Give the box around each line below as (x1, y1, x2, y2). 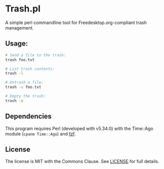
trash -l (5, 71, 24, 76)
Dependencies (5, 112, 52, 120)
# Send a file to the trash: (5, 52, 66, 57)
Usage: (5, 39, 29, 48)
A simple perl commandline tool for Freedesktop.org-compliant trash (5, 19, 147, 25)
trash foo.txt (5, 57, 35, 62)
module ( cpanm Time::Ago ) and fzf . (5, 130, 76, 136)
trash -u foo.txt (5, 84, 42, 90)
